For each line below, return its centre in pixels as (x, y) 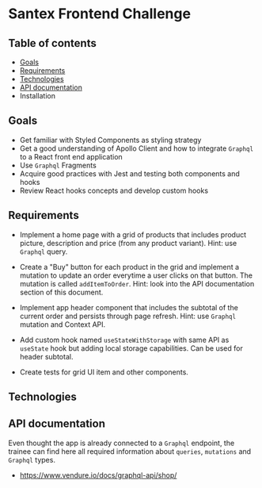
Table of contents (52, 43)
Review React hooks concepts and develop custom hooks (114, 190)
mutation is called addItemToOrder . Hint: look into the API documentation (137, 283)
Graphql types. (32, 459)
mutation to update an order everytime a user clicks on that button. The (136, 275)
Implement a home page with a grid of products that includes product (133, 234)
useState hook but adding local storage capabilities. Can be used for (131, 348)
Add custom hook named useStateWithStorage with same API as (124, 340)
